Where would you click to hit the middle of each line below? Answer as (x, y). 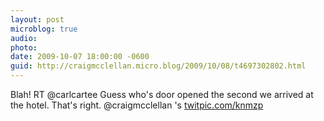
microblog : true (44, 29)
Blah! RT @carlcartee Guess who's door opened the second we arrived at (162, 94)
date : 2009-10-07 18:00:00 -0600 (80, 57)
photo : (24, 47)
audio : (24, 38)
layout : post (37, 19)
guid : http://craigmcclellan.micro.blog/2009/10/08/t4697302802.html (158, 66)
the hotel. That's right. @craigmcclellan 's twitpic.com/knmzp (137, 105)
